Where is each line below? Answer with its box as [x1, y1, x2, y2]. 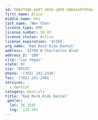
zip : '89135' [5, 67, 32, 72]
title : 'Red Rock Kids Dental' [5, 94, 69, 98]
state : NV [5, 62, 25, 67]
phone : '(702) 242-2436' [5, 71, 56, 76]
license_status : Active [5, 35, 54, 40]
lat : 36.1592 [9, 103, 36, 108]
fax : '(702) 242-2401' [5, 75, 51, 80]
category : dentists [5, 89, 45, 94]
